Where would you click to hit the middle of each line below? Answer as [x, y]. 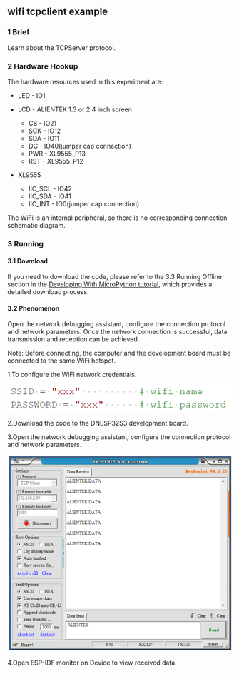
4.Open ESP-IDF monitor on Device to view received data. [92, 663]
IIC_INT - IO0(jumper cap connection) [84, 203]
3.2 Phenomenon [34, 308]
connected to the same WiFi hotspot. [62, 361]
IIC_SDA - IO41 [50, 196]
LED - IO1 [31, 95]
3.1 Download [28, 261]
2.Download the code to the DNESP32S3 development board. [98, 423]
